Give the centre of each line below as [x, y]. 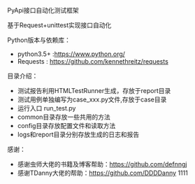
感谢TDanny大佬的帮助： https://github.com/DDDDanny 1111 [103, 173]
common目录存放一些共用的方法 [64, 117]
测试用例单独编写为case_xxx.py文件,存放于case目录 [92, 99]
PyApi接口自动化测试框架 [43, 10]
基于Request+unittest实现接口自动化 [59, 25]
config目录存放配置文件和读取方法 [66, 126]
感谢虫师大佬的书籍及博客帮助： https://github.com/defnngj [102, 164]
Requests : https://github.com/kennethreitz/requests [93, 61]
